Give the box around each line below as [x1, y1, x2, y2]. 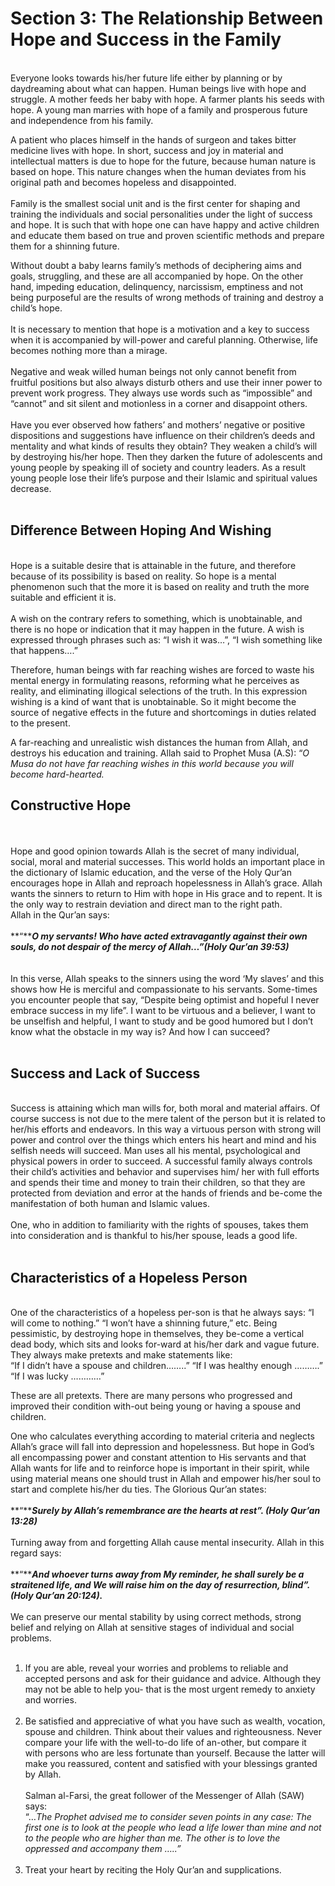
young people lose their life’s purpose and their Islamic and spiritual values [10, 472, 318, 484]
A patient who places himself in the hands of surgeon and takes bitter [10, 133, 297, 146]
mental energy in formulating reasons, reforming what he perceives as [10, 674, 300, 686]
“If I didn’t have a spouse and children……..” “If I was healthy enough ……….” [10, 1360, 324, 1372]
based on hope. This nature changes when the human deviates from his [10, 165, 307, 177]
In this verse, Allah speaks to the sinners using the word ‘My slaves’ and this [10, 972, 325, 984]
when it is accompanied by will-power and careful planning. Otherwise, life [10, 333, 319, 346]
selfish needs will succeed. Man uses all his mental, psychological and [10, 1145, 301, 1157]
